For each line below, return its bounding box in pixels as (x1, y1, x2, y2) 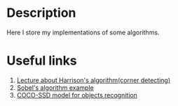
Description (6, 5, 76, 21)
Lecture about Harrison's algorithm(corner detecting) (16, 76, 171, 84)
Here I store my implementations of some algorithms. (6, 28, 160, 37)
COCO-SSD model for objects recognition (16, 91, 137, 99)
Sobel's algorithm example (16, 83, 94, 92)
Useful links (6, 53, 78, 69)
